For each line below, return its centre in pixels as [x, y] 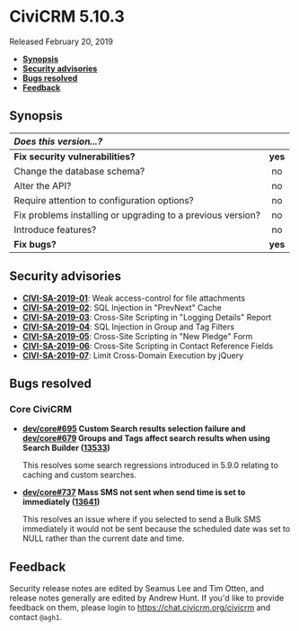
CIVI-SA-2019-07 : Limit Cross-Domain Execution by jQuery [133, 355]
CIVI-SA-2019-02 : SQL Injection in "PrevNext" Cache [122, 307]
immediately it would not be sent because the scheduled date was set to [156, 529]
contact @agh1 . [36, 617]
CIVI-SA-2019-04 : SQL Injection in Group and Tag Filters [128, 327]
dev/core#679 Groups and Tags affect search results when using [146, 438]
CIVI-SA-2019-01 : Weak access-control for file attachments [133, 298]
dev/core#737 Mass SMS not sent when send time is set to [134, 492]
